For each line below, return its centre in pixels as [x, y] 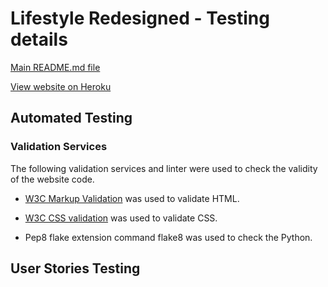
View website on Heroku [61, 86]
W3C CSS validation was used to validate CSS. [121, 218]
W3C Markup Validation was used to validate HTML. [132, 198]
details [39, 39]
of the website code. [52, 179]
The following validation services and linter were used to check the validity [164, 168]
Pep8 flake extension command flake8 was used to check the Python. [168, 237]
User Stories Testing [75, 268]
